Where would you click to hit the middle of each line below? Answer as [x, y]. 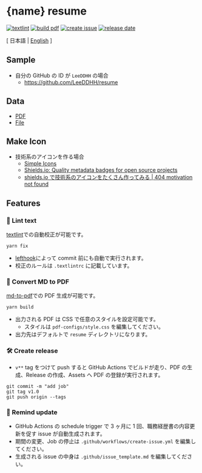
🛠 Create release [32, 351]
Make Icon [26, 141]
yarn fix [17, 246]
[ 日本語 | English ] [29, 40]
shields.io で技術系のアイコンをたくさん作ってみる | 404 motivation [108, 177]
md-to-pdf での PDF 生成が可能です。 [52, 296]
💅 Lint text [22, 220]
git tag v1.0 [23, 392]
